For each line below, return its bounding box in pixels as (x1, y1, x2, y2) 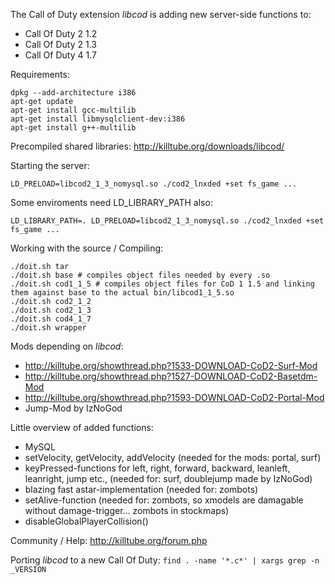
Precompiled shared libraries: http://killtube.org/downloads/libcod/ (10, 140, 285, 152)
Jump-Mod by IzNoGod (24, 402, 123, 414)
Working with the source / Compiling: (10, 242, 164, 254)
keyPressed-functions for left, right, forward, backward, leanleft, (24, 462, 291, 474)
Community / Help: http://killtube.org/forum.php (10, 535, 208, 546)
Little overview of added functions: (10, 422, 154, 433)
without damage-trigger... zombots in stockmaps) (24, 505, 230, 516)
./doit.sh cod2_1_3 (10, 305, 92, 315)
